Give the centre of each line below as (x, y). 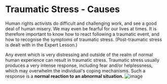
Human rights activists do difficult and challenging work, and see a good (81, 23)
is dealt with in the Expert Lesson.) (41, 45)
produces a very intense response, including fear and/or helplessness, (79, 65)
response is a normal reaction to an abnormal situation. (64, 76)
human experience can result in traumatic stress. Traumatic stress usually (82, 60)
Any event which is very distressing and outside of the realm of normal (79, 55)
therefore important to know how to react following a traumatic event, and (82, 34)
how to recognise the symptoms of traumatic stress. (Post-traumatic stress (84, 39)
